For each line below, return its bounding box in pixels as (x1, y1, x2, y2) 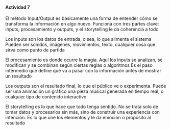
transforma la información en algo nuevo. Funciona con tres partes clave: (5, 21, 159, 27)
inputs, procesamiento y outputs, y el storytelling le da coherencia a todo (5, 26, 159, 33)
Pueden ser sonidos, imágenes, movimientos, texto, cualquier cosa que (5, 41, 156, 48)
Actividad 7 (5, 4, 30, 10)
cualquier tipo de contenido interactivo (5, 94, 87, 100)
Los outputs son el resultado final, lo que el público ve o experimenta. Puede (5, 83, 166, 89)
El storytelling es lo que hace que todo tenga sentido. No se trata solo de (5, 103, 158, 110)
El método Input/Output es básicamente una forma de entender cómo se (5, 15, 158, 21)
